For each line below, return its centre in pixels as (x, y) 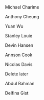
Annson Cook (19, 55)
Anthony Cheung (22, 17)
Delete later (17, 74)
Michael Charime (22, 7)
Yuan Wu (14, 26)
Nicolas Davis (19, 64)
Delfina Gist (17, 93)
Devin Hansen (19, 45)
